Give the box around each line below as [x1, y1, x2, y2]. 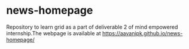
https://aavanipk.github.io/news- [102, 29, 183, 36]
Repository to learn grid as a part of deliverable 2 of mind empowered [6, 23, 178, 30]
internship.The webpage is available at [6, 29, 102, 36]
